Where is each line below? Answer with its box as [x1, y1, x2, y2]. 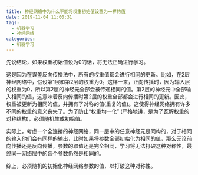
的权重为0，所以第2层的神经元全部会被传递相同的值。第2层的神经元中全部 [6, 85, 186, 93]
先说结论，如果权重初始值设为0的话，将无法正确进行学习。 [6, 58, 149, 65]
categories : [6, 36, 35, 42]
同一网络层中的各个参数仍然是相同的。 [11, 150, 104, 157]
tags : [6, 19, 19, 25]
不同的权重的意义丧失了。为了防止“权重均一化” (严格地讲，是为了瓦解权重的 [6, 107, 190, 115]
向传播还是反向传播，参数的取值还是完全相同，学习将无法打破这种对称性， [6, 142, 187, 149]
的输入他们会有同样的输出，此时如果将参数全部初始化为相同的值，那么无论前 [6, 135, 192, 142]
